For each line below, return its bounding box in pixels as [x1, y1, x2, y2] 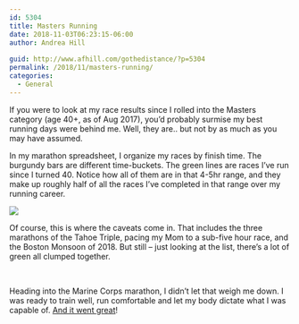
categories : [9, 72, 54, 81]
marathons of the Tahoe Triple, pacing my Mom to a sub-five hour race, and [9, 232, 288, 243]
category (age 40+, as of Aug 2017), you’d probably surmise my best [9, 114, 263, 124]
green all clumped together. [9, 251, 111, 261]
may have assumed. [9, 132, 83, 143]
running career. [9, 188, 66, 199]
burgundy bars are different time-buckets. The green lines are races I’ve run [9, 159, 290, 170]
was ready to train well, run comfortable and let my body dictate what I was [9, 294, 287, 305]
